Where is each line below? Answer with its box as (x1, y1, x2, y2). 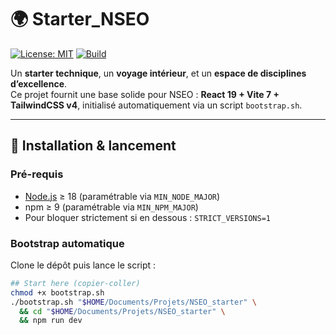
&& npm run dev (19, 316, 83, 326)
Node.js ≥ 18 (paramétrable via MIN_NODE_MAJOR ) (24, 190, 221, 202)
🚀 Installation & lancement (10, 137, 177, 155)
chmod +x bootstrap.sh (10, 287, 105, 298)
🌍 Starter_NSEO (10, 8, 150, 31)
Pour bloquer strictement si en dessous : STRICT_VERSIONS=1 (24, 211, 271, 223)
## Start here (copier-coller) (10, 278, 141, 288)
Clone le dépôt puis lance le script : (10, 259, 157, 271)
